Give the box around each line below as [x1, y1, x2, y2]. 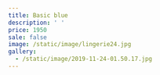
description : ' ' [8, 19, 65, 27]
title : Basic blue [8, 11, 68, 20]
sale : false [8, 33, 47, 41]
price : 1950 [8, 26, 47, 34]
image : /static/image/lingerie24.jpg [8, 41, 132, 48]
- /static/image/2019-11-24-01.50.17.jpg [15, 55, 153, 63]
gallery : [8, 48, 37, 55]
